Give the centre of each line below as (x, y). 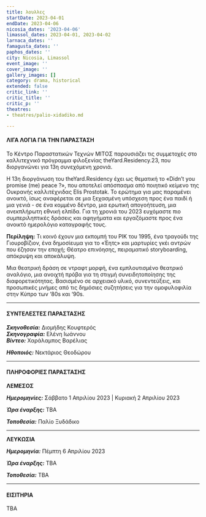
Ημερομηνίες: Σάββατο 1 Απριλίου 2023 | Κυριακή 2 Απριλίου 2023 (93, 398)
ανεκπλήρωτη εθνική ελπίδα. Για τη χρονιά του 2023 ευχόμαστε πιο (93, 211)
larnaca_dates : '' (30, 41)
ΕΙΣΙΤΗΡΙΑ (20, 495)
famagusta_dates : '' (33, 47)
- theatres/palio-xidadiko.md (45, 115)
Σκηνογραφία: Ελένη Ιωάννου (46, 334)
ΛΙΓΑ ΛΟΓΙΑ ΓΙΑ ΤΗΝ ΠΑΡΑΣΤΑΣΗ (50, 140)
